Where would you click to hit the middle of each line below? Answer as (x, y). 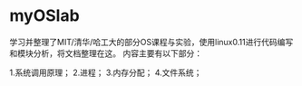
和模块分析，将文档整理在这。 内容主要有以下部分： (106, 53)
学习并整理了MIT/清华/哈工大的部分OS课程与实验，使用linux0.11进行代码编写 (151, 42)
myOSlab (44, 16)
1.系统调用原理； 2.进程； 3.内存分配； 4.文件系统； (106, 72)
